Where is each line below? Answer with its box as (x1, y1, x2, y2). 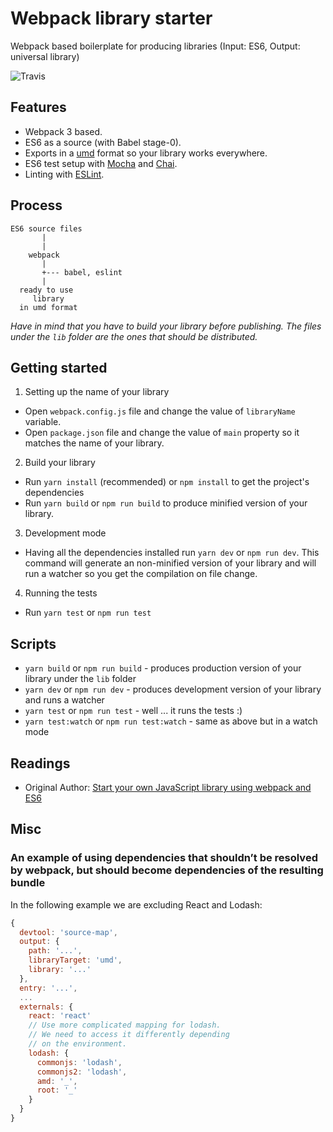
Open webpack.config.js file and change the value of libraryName (24, 405, 296, 417)
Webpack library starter (10, 7, 213, 30)
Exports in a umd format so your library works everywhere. (24, 147, 268, 159)
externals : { (19, 1002, 74, 1012)
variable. (24, 416, 62, 428)
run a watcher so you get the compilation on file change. (24, 568, 258, 580)
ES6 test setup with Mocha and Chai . (24, 157, 178, 169)
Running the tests (24, 587, 98, 599)
